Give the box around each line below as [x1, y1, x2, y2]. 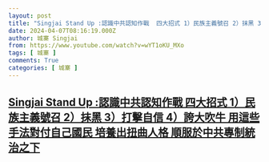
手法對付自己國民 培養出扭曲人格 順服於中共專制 [8, 126, 245, 140]
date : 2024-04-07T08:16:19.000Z [8, 26, 116, 34]
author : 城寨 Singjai [8, 34, 78, 43]
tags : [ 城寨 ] [8, 49, 57, 57]
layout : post [8, 11, 52, 20]
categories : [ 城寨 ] [8, 64, 78, 72]
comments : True [8, 57, 59, 65]
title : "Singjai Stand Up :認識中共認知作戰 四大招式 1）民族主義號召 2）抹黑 [8, 19, 255, 27]
